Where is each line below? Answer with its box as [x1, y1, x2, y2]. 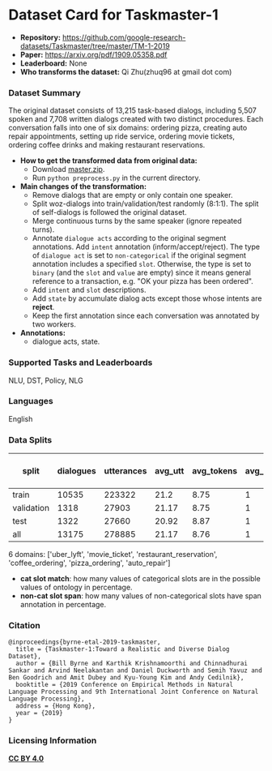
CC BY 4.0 [8, 753, 45, 763]
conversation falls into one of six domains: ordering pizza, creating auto [8, 123, 248, 133]
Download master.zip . [32, 165, 105, 174]
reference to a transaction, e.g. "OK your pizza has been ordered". [32, 276, 253, 286]
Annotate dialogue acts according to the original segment [32, 233, 227, 243]
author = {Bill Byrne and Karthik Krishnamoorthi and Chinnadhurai [15, 659, 249, 668]
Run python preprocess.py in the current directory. [32, 173, 201, 183]
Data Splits [8, 434, 53, 445]
